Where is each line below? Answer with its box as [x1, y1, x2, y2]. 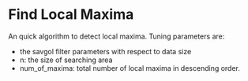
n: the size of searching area [19, 55, 113, 64]
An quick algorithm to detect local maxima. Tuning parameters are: [8, 31, 225, 41]
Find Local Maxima [8, 6, 134, 24]
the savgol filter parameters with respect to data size [19, 46, 192, 56]
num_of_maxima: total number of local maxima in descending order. [19, 63, 241, 72]
